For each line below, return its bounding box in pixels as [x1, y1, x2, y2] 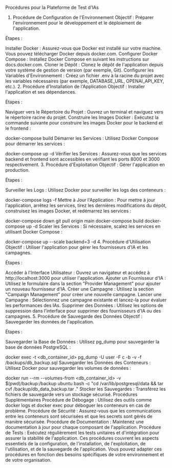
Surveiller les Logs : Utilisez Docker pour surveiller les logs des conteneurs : [5, 187, 166, 193]
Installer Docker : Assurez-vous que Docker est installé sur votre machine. [5, 45, 162, 51]
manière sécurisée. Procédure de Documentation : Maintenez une [5, 419, 144, 425]
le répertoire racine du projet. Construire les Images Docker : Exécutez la [5, 114, 159, 120]
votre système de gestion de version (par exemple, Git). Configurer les [5, 67, 154, 73]
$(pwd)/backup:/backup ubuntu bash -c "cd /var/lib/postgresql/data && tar [5, 381, 164, 386]
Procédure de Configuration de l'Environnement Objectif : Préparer [12, 14, 154, 20]
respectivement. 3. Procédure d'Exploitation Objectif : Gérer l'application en [5, 161, 165, 168]
